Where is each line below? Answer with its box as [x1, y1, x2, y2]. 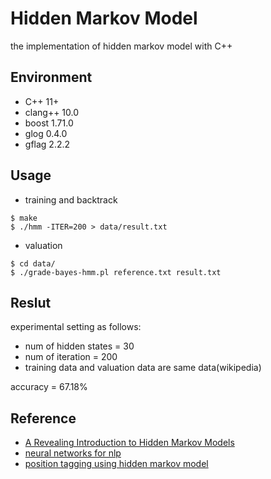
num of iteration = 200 [24, 351, 118, 363]
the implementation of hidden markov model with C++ [10, 40, 233, 52]
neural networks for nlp [24, 447, 122, 459]
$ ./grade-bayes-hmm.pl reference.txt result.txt [10, 267, 222, 277]
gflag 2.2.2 [24, 138, 71, 150]
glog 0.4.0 [24, 127, 68, 139]
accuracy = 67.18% [10, 381, 88, 393]
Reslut [10, 294, 52, 311]
